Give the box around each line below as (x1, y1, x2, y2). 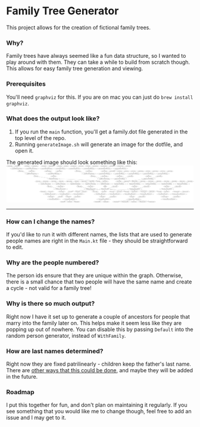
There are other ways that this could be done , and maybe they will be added (6, 366, 193, 373)
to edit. (6, 244, 24, 251)
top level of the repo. (14, 134, 67, 141)
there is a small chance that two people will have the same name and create (6, 278, 192, 285)
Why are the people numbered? (6, 258, 99, 266)
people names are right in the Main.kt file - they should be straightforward (6, 237, 188, 245)
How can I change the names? (6, 217, 95, 226)
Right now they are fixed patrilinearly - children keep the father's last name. (6, 360, 192, 367)
